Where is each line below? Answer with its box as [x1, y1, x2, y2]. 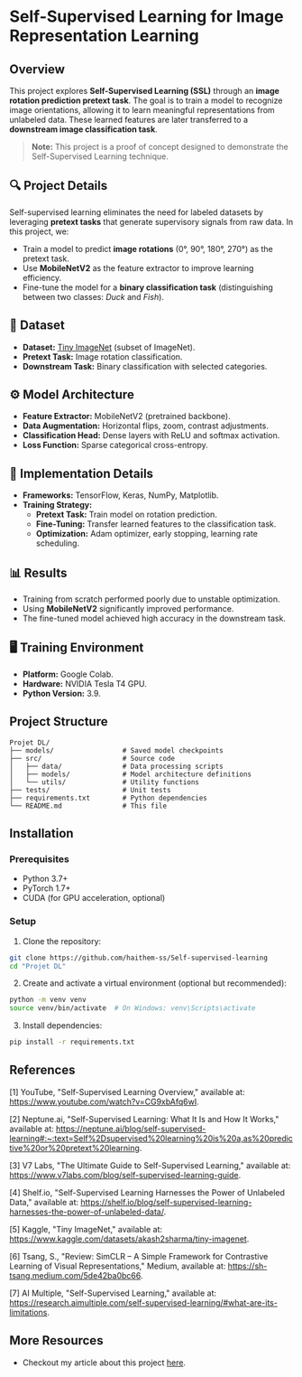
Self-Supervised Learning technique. [31, 151, 169, 162]
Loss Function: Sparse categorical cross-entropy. [22, 440, 209, 451]
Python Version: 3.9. [22, 688, 101, 698]
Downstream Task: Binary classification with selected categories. [22, 361, 268, 371]
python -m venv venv [9, 996, 87, 1005]
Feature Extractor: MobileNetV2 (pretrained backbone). [22, 411, 232, 422]
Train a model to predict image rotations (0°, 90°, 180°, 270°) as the [22, 243, 273, 254]
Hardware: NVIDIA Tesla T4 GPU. [22, 678, 147, 688]
